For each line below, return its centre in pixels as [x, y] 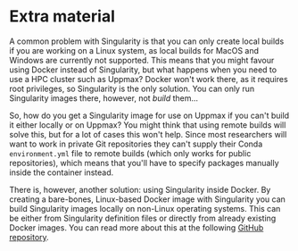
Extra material [62, 17]
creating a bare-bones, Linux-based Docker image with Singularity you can [147, 199]
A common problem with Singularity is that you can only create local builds [147, 41]
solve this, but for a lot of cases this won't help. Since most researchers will [148, 134]
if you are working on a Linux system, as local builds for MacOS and [134, 50]
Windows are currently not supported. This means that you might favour [142, 60]
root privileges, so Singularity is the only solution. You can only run [132, 88]
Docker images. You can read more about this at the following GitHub [137, 227]
